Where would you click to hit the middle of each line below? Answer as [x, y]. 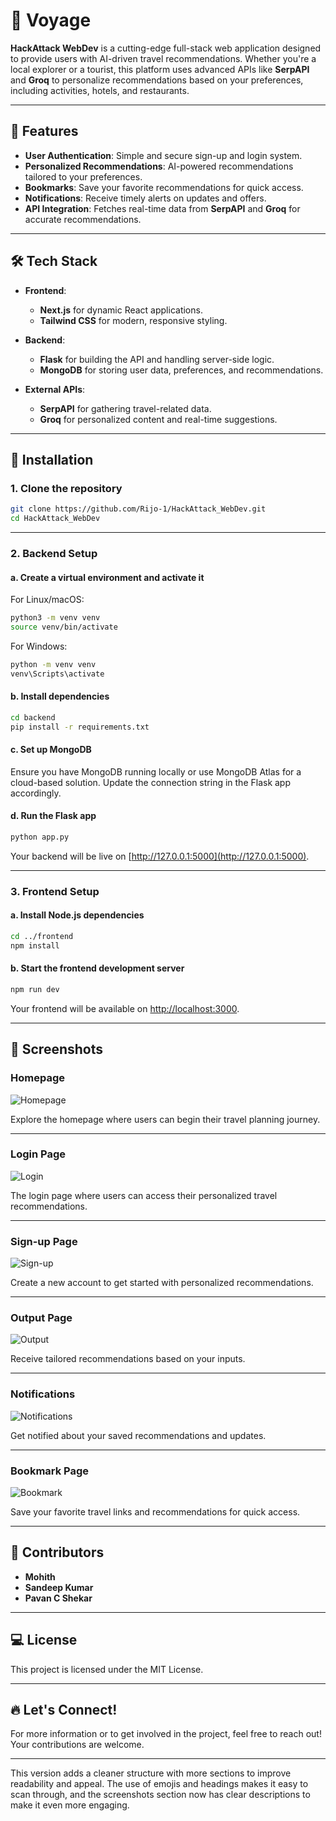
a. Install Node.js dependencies [77, 915]
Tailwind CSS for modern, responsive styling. [133, 320]
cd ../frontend [42, 936]
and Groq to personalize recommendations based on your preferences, [157, 80]
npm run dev [35, 989]
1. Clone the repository [66, 488]
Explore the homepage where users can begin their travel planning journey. [165, 1119]
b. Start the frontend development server [97, 968]
